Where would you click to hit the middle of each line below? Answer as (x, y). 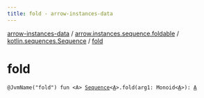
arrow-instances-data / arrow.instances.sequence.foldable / (93, 33)
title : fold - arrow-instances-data (60, 14)
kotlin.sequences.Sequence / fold (55, 41)
